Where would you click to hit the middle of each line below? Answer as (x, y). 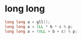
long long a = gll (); (28, 22)
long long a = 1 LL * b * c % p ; (39, 26)
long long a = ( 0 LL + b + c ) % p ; (41, 31)
